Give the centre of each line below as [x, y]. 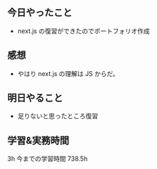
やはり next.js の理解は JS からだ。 [68, 73]
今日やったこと [40, 13]
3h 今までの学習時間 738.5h [48, 159]
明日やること [35, 98]
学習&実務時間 [38, 140]
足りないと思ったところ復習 [58, 116]
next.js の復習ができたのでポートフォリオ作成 [83, 31]
